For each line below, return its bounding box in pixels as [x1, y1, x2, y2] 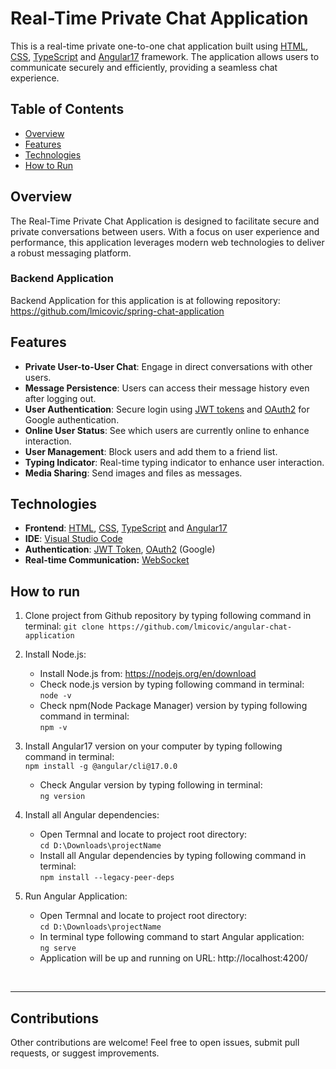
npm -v [39, 723, 68, 733]
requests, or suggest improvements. [10, 1047, 160, 1059]
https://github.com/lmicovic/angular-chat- [108, 622, 293, 632]
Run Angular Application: [24, 890, 128, 902]
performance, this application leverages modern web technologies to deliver [10, 236, 325, 248]
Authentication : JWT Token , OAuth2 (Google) [24, 543, 216, 556]
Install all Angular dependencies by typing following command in [39, 850, 307, 862]
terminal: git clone [24, 620, 105, 632]
